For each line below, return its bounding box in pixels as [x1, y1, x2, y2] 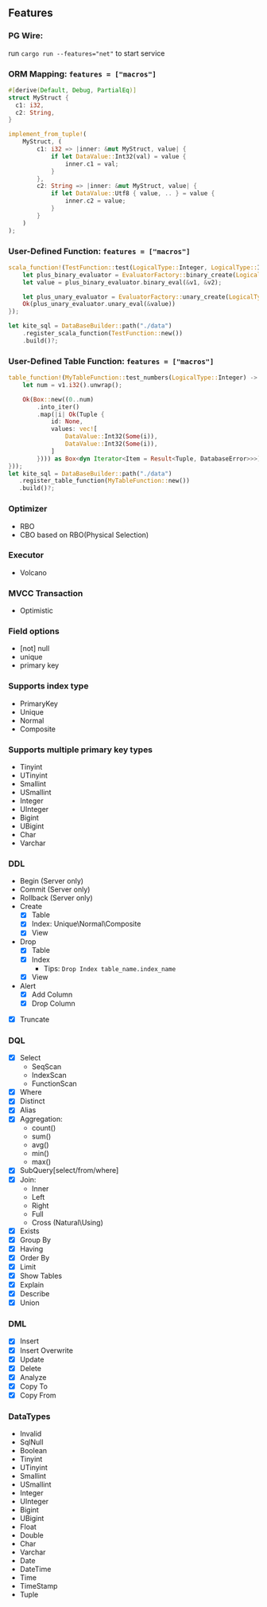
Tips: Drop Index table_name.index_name [43, 963, 176, 973]
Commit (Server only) [19, 884, 91, 895]
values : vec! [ [50, 425, 98, 433]
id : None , [50, 417, 83, 425]
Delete [19, 1363, 42, 1373]
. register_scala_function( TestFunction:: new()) [22, 330, 183, 338]
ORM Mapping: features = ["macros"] [8, 68, 157, 79]
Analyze [19, 1372, 47, 1382]
